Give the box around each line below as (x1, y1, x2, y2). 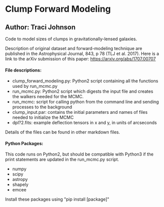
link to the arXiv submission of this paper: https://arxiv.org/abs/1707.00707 (5, 56, 156, 62)
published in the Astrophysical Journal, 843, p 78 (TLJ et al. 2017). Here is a (5, 51, 159, 56)
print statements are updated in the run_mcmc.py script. (5, 156, 119, 162)
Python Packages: (5, 140, 43, 146)
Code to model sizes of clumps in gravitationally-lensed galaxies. (5, 36, 137, 42)
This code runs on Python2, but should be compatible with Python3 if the (5, 151, 154, 157)
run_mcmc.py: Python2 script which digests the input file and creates (12, 88, 154, 94)
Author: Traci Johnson (5, 23, 76, 31)
